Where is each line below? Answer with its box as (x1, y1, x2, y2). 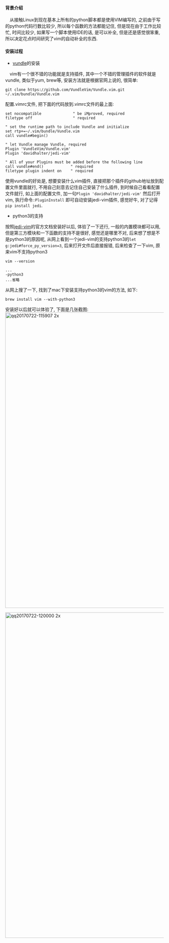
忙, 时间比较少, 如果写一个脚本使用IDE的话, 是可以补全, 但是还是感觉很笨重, (5, 29, 160, 35)
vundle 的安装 (12, 60, 40, 66)
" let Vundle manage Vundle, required (5, 142, 87, 147)
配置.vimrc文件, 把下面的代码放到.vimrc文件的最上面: (5, 101, 114, 107)
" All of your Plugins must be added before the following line (5, 160, 143, 165)
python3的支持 (12, 213, 44, 219)
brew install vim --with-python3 (5, 297, 75, 302)
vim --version (5, 259, 35, 264)
